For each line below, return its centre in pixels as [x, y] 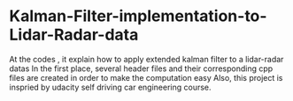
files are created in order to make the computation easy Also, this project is [146, 77]
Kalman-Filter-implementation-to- [138, 16]
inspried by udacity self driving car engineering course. [110, 87]
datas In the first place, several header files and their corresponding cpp [141, 69]
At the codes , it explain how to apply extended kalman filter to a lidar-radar [146, 59]
